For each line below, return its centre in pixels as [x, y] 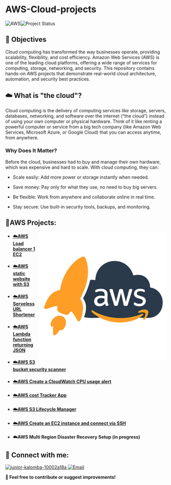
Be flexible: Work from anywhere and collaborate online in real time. [84, 197]
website [21, 279]
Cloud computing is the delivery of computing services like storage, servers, [86, 110]
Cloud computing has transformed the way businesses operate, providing [83, 52]
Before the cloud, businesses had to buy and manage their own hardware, [83, 162]
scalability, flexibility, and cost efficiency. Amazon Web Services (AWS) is [82, 57]
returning [23, 345]
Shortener [24, 315]
